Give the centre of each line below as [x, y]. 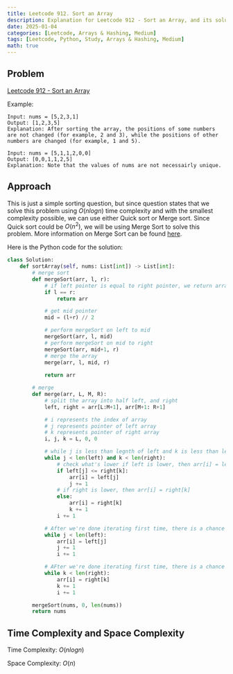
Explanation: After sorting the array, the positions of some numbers [111, 129]
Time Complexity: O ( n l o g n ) [46, 650]
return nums [50, 612]
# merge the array [71, 356]
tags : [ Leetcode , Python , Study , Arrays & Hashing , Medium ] [96, 40]
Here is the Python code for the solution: [65, 248]
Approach [29, 187]
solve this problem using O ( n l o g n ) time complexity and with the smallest [110, 210]
